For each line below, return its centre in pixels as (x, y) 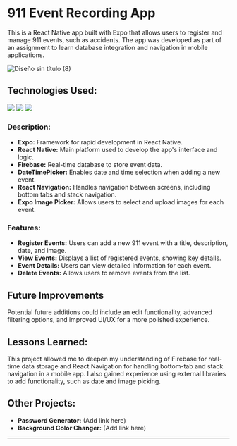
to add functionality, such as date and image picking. (84, 381)
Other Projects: (42, 403)
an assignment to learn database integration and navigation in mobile (108, 47)
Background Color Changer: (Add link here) (82, 428)
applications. (26, 55)
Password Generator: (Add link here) (72, 420)
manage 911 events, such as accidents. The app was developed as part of (115, 39)
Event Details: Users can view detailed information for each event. (114, 266)
